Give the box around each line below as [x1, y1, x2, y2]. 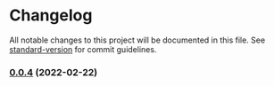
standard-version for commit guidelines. [9, 43, 157, 54]
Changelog [9, 5, 93, 26]
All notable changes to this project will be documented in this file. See [9, 35, 266, 45]
